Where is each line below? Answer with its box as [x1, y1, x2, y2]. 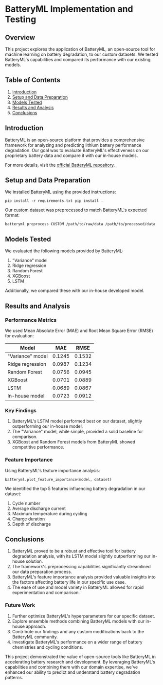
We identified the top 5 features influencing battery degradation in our [5, 486, 145, 491]
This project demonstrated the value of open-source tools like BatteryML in [5, 654, 156, 660]
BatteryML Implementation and [5, 3, 133, 15]
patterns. [5, 674, 23, 680]
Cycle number [12, 500, 40, 506]
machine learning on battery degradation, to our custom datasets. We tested [5, 51, 158, 57]
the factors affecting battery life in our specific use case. [12, 579, 126, 585]
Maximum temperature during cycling [12, 510, 88, 516]
